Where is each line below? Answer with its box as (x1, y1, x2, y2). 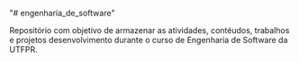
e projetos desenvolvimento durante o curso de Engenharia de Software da (9, 35, 288, 45)
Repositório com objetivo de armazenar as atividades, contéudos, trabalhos (9, 25, 290, 35)
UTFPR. (9, 44, 38, 55)
